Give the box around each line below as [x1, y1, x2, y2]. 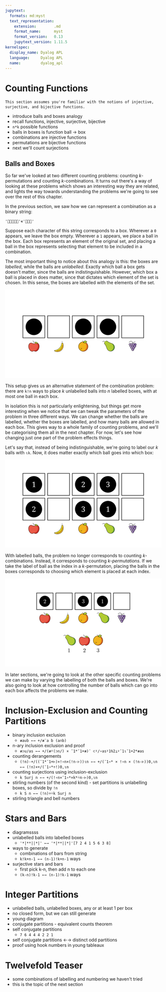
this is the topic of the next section [12, 982, 83, 988]
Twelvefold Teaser [5, 960, 83, 971]
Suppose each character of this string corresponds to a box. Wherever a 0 [5, 228, 157, 234]
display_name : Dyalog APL [9, 50, 63, 55]
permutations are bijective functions [12, 140, 86, 146]
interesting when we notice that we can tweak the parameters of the [5, 408, 145, 414]
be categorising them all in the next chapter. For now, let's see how [5, 429, 142, 435]
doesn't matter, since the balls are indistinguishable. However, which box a [5, 269, 158, 275]
